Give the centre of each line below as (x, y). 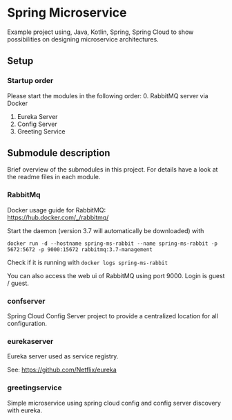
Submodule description (59, 153)
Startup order (30, 81)
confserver (26, 301)
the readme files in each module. (54, 177)
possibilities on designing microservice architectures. (83, 39)
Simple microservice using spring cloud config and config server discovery (114, 403)
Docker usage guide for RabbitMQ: (57, 210)
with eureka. (25, 410)
